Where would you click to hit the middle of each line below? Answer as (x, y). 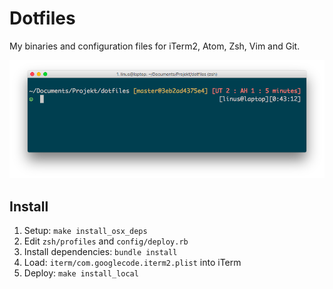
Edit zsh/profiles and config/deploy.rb (106, 241)
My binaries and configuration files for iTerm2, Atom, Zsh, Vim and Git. (155, 46)
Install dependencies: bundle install (100, 252)
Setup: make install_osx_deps (85, 231)
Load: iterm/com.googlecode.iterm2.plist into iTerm (132, 263)
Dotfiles (42, 18)
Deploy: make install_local (81, 273)
